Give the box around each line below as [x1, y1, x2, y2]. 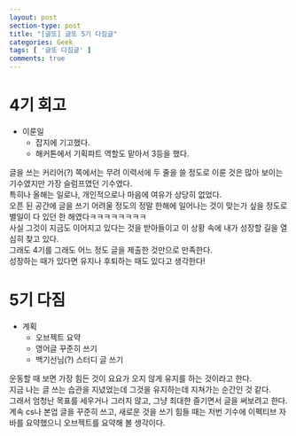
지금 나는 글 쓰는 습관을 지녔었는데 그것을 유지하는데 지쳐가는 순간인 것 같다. [9, 384, 272, 394]
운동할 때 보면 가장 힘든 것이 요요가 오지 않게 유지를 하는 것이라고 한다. [9, 373, 253, 384]
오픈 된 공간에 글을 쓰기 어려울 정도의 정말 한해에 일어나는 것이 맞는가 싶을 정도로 [9, 200, 288, 211]
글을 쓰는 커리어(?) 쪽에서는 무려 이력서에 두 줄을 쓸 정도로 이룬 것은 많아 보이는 [9, 167, 284, 177]
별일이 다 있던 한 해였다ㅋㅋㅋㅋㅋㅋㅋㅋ [9, 211, 147, 222]
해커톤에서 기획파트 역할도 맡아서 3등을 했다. [35, 148, 190, 159]
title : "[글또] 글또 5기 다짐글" [9, 29, 118, 38]
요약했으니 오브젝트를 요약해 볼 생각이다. [25, 417, 166, 428]
